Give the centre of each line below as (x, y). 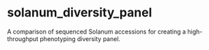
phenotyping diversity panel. (80, 38)
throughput (23, 38)
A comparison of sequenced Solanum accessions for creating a (97, 32)
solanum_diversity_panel (80, 13)
